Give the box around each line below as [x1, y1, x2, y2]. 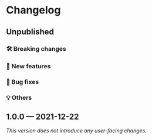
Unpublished [6, 27, 54, 37]
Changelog [6, 3, 61, 17]
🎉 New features [6, 62, 51, 71]
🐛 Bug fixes [6, 78, 39, 86]
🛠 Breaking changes [6, 44, 66, 52]
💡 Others [6, 94, 32, 102]
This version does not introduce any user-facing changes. [6, 127, 147, 134]
